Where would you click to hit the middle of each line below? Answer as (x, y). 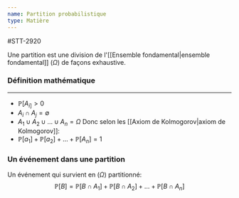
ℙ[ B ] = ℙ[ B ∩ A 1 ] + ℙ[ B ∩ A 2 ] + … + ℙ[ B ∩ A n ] (119, 187)
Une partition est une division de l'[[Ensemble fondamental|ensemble (109, 55)
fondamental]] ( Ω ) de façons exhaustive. (67, 62)
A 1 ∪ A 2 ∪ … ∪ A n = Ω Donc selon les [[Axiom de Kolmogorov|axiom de (122, 123)
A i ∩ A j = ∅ (33, 113)
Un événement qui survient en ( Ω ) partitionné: (75, 174)
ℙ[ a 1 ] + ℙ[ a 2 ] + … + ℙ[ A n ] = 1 (60, 140)
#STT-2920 (24, 41)
